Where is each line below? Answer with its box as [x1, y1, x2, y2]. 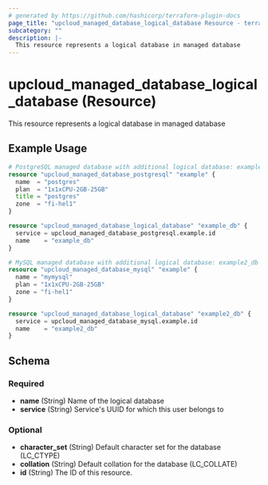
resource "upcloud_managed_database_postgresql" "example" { [8, 170, 216, 178]
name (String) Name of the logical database [19, 396, 165, 405]
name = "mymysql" [15, 273, 73, 281]
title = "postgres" [15, 193, 81, 201]
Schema [8, 354, 50, 367]
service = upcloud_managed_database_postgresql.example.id [15, 229, 216, 237]
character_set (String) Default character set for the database [19, 443, 222, 452]
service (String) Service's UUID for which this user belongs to [19, 404, 224, 414]
